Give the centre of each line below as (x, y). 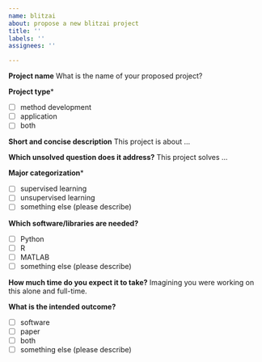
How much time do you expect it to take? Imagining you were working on (131, 282)
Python (32, 238)
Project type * (31, 92)
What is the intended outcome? (62, 306)
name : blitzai (32, 16)
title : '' (25, 31)
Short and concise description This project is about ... (99, 141)
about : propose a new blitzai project (74, 23)
